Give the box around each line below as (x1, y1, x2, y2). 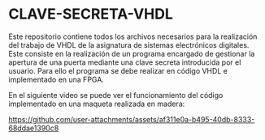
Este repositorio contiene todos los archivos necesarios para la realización (8, 32, 258, 41)
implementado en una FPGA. (8, 74, 104, 84)
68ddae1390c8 (8, 123, 59, 133)
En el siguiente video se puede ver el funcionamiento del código (8, 90, 224, 100)
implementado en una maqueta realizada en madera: (8, 99, 185, 108)
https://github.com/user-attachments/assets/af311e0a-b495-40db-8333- (8, 114, 255, 124)
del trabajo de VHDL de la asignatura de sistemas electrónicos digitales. (8, 40, 250, 49)
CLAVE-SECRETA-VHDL (8, 5, 173, 23)
